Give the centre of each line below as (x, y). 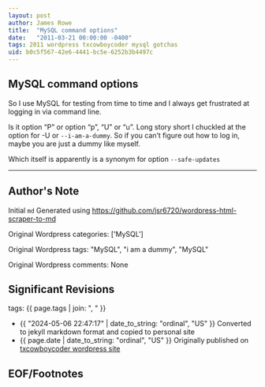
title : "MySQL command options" (63, 30)
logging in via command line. (55, 111)
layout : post (30, 15)
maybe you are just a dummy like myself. (74, 144)
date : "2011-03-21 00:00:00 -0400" (70, 38)
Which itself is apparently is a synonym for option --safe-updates (114, 159)
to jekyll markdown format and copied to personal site (107, 332)
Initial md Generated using (49, 210)
